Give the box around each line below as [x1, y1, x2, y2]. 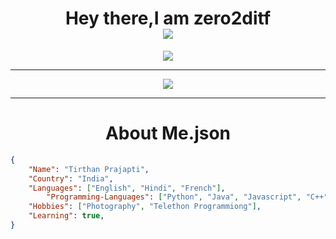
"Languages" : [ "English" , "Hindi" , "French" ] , [28, 183, 226, 193]
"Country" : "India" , [28, 173, 114, 184]
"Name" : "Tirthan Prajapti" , [28, 164, 150, 174]
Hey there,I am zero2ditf [64, 7, 272, 30]
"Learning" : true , [28, 211, 105, 221]
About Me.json [104, 122, 232, 145]
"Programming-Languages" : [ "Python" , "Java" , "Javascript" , [46, 192, 302, 202]
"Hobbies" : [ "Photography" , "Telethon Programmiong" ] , [28, 202, 262, 212]
